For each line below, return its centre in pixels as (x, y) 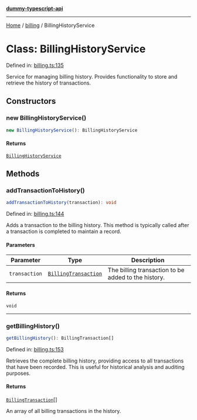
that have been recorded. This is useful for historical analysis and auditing (95, 367)
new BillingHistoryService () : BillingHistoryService (72, 130)
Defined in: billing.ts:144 (35, 214)
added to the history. (136, 277)
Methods (23, 174)
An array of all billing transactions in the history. (64, 411)
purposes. (18, 373)
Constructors (31, 101)
